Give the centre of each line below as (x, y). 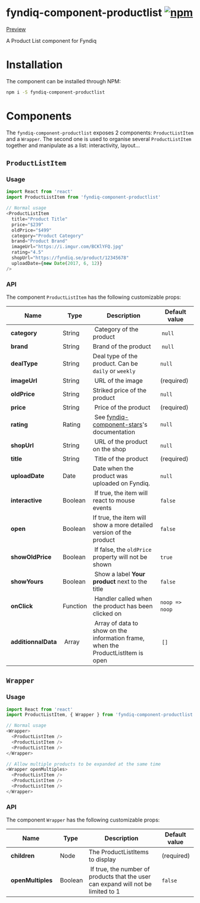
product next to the (120, 582)
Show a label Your (120, 574)
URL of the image (118, 380)
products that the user (120, 877)
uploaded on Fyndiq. (121, 483)
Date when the (113, 468)
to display (102, 860)
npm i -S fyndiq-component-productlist (56, 92)
